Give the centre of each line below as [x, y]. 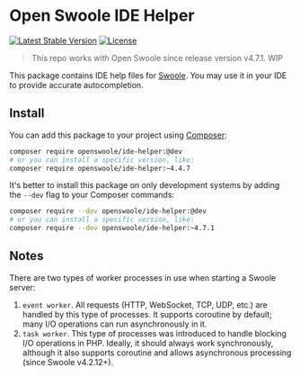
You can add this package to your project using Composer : [118, 135]
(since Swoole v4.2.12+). [68, 362]
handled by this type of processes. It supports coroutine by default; [147, 314]
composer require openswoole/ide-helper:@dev [96, 151]
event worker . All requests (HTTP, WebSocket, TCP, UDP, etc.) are [145, 304]
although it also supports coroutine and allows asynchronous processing [157, 353]
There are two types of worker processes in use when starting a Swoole [143, 278]
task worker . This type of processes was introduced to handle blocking [154, 333]
